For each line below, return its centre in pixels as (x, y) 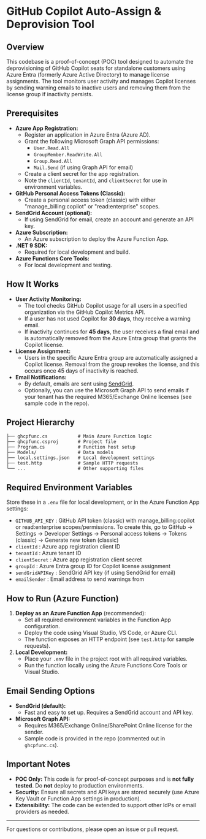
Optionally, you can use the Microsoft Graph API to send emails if (106, 390)
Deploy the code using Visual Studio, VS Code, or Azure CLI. (101, 633)
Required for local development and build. (77, 252)
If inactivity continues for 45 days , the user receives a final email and (112, 332)
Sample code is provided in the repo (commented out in (95, 738)
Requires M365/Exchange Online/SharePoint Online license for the (108, 725)
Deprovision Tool (51, 24)
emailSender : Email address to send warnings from (80, 579)
